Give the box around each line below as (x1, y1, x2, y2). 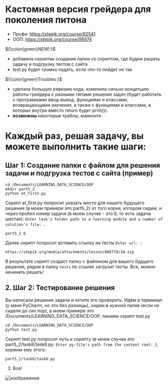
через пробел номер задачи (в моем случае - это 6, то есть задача (5, 210, 151, 216)
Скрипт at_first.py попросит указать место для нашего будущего (5, 200, 145, 206)
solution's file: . (5, 221, 45, 227)
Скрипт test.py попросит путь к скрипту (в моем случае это (5, 336, 135, 342)
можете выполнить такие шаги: (5, 141, 146, 152)
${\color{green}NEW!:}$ (5, 46, 56, 52)
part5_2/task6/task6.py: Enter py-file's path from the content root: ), (5, 341, 158, 347)
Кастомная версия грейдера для (5, 4, 151, 15)
